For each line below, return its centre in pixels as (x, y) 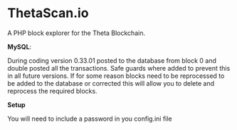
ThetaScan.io (48, 13)
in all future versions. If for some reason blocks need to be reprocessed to (116, 76)
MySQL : (20, 46)
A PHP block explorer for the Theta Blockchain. (77, 33)
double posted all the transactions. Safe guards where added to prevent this (119, 68)
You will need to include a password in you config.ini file (90, 119)
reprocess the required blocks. (52, 91)
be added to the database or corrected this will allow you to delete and (111, 83)
